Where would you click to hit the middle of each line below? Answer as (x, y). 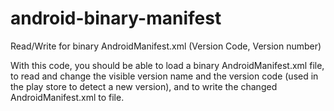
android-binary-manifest (116, 18)
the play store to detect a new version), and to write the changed (144, 86)
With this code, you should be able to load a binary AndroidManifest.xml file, (167, 65)
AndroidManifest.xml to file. (67, 97)
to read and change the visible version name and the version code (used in (164, 76)
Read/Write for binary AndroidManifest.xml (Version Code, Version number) (166, 46)
